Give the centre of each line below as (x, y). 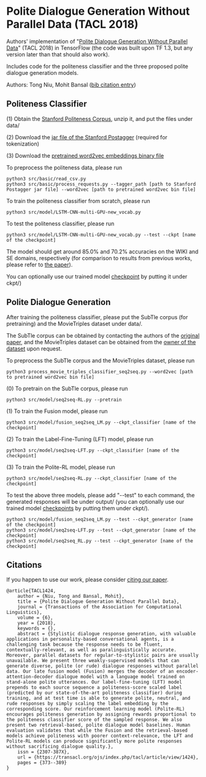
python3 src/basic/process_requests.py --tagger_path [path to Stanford (101, 184)
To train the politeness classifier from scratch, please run (78, 201)
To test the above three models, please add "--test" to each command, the (101, 495)
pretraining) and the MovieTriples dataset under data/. (74, 323)
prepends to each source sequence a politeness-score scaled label (94, 688)
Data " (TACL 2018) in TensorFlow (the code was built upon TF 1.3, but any (100, 48)
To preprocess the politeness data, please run (64, 168)
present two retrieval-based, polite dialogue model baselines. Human (98, 725)
